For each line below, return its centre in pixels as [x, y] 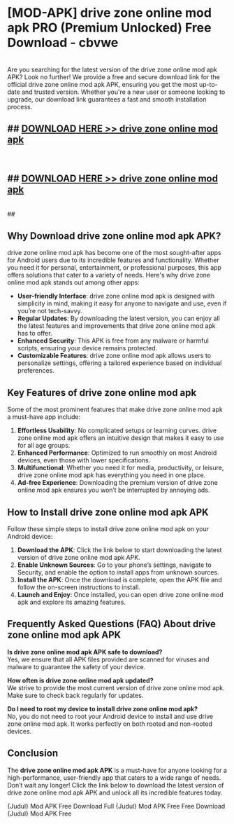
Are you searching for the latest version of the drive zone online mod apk [112, 69]
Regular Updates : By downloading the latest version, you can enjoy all [118, 318]
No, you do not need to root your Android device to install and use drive [110, 716]
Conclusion [33, 754]
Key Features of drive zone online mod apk [102, 393]
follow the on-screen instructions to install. [79, 587]
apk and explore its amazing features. [71, 602]
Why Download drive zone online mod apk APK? [114, 236]
